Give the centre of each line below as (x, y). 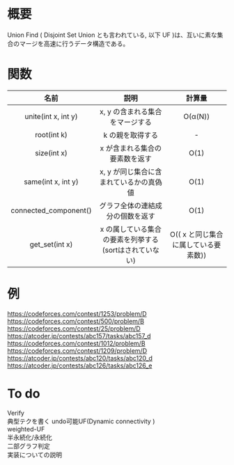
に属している (193, 244)
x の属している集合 (131, 229)
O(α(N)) (197, 116)
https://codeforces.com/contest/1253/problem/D (77, 313)
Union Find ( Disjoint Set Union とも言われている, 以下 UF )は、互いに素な (112, 35)
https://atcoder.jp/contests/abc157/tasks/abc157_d (79, 336)
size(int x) (51, 152)
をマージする (131, 122)
